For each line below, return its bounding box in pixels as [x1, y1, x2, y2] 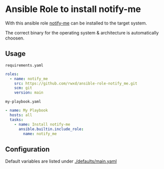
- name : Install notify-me [14, 121, 70, 127]
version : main [14, 90, 43, 95]
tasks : [9, 117, 23, 122]
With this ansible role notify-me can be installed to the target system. [5, 20, 147, 26]
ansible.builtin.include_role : [18, 126, 84, 131]
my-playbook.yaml [5, 99, 41, 104]
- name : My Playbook [5, 108, 48, 113]
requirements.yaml [5, 62, 43, 68]
